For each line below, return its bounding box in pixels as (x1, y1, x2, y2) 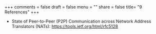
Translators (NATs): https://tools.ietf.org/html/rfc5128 (11, 23, 118, 29)
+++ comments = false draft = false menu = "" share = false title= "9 (4, 4, 142, 10)
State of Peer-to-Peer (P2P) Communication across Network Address (11, 19, 152, 24)
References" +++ (4, 9, 39, 15)
